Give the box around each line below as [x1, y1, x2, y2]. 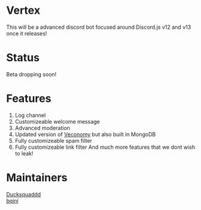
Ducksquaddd [6, 190, 41, 198]
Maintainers [6, 171, 68, 184]
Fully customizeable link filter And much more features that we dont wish [14, 143, 196, 151]
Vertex [6, 4, 41, 17]
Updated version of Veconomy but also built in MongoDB [14, 130, 156, 138]
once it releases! [6, 29, 47, 37]
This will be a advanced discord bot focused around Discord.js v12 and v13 [6, 23, 191, 31]
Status [6, 51, 40, 65]
